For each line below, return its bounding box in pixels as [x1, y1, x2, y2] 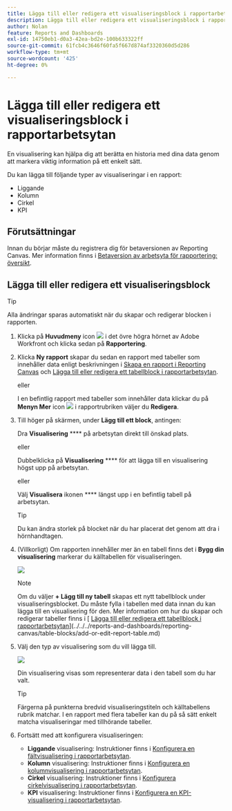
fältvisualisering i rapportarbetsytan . [27, 752, 131, 761]
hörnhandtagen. [17, 532, 64, 540]
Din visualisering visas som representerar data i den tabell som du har [17, 669, 216, 678]
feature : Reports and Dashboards [7, 29, 104, 37]
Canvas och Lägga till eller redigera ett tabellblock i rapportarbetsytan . [17, 368, 219, 376]
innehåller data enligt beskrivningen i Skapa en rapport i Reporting [17, 360, 206, 369]
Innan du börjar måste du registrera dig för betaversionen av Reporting [7, 244, 209, 252]
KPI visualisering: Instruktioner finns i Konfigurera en [27, 789, 178, 797]
